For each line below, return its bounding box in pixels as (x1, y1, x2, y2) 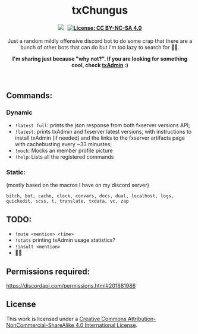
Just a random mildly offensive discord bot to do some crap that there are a (7, 37, 193, 45)
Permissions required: (6, 266, 90, 276)
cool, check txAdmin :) (71, 62, 129, 69)
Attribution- (127, 315, 156, 322)
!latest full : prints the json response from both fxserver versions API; (14, 122, 190, 129)
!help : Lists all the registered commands (14, 153, 114, 160)
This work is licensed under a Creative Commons (6, 315, 127, 322)
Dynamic (6, 108, 33, 116)
